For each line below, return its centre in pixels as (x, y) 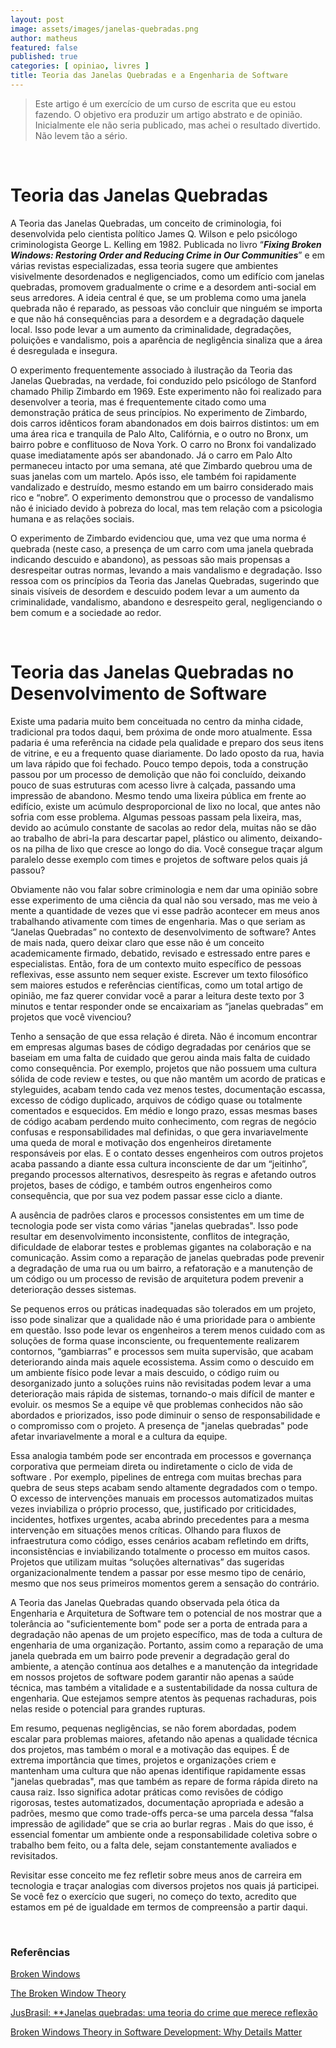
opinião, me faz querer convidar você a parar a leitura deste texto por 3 (157, 995)
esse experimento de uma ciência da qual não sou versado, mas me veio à (164, 900)
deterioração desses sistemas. (73, 1289)
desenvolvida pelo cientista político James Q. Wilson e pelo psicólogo (154, 233)
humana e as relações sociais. (72, 518)
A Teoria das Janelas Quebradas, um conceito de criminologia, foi (146, 223)
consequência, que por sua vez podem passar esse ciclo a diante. (146, 1195)
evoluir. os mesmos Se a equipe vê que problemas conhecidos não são (156, 1404)
